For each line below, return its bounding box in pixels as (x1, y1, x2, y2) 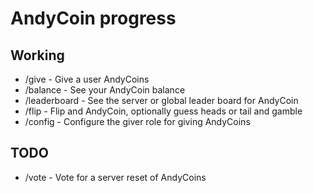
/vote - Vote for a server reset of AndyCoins (24, 171, 207, 183)
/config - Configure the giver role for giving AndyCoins (24, 116, 251, 127)
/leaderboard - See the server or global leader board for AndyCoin (24, 95, 299, 106)
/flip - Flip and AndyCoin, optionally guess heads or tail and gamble (24, 105, 303, 117)
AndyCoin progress (10, 7, 177, 30)
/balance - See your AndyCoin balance (24, 84, 186, 96)
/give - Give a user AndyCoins (24, 73, 150, 85)
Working (10, 47, 65, 64)
